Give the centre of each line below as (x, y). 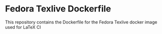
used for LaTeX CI (23, 27)
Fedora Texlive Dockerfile (58, 9)
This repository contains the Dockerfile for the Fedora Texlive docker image (81, 22)
